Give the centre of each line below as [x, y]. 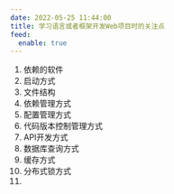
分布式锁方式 [47, 171]
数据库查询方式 [51, 149]
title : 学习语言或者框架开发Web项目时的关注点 [87, 26]
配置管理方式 [47, 115]
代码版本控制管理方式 [63, 126]
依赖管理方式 [47, 104]
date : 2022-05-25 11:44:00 [61, 18]
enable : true [43, 43]
